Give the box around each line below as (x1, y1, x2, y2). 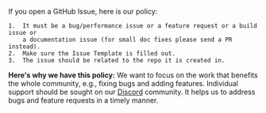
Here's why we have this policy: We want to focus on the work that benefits (8, 70, 258, 80)
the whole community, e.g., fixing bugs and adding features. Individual (8, 79, 239, 88)
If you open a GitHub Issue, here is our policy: (8, 7, 158, 16)
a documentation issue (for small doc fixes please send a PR (22, 36, 233, 43)
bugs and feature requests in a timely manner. (8, 96, 159, 105)
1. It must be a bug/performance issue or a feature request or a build (8, 22, 258, 30)
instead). (8, 43, 41, 51)
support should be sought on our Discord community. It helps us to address (8, 87, 256, 96)
